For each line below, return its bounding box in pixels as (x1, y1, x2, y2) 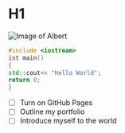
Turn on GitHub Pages (19, 98, 93, 108)
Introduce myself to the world (19, 116, 117, 126)
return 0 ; (8, 76, 41, 84)
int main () (8, 53, 45, 62)
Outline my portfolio (19, 107, 85, 116)
